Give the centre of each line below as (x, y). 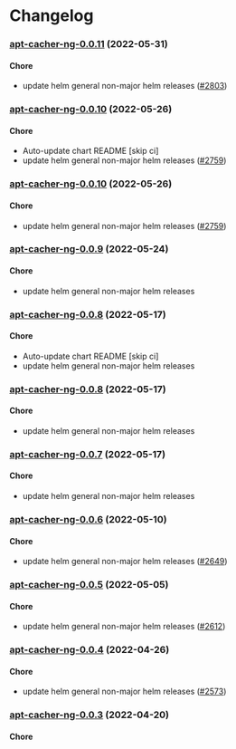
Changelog (52, 16)
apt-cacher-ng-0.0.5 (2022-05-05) (89, 585)
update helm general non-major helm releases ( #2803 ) (125, 86)
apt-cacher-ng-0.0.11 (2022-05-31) (89, 44)
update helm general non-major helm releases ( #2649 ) (125, 562)
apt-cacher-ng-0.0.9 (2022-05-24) (89, 249)
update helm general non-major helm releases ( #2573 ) (124, 691)
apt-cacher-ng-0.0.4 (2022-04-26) (90, 650)
